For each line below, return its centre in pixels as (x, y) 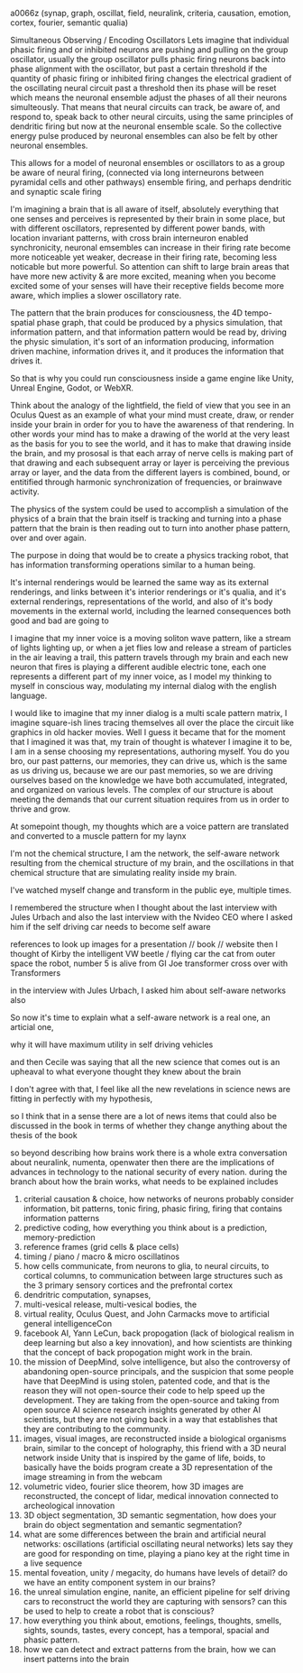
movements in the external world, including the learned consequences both (151, 611)
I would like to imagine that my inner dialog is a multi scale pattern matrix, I (149, 713)
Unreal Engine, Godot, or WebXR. (72, 388)
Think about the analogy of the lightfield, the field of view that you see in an (151, 405)
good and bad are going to (60, 620)
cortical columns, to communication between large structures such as (153, 1276)
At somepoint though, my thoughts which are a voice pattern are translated (150, 826)
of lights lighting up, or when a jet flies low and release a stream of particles (151, 648)
